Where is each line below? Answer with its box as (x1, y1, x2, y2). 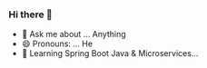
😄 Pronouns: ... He (21, 38, 93, 49)
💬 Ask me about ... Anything (21, 29, 126, 40)
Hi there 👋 (8, 8, 54, 21)
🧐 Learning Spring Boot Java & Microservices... (21, 48, 199, 59)
